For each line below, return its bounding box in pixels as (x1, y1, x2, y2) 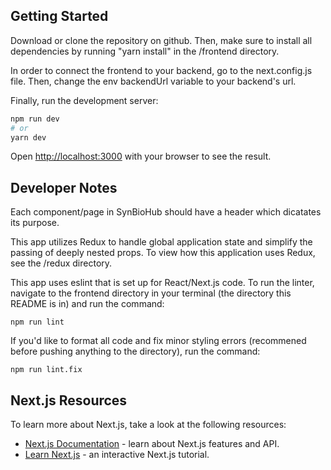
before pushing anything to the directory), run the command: (10, 345, 261, 358)
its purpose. (10, 217, 60, 229)
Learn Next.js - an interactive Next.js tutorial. (24, 449, 210, 461)
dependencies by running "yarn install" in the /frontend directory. (10, 45, 280, 57)
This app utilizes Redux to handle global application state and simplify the (10, 236, 313, 248)
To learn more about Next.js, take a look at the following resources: (10, 419, 287, 431)
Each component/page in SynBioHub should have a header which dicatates (10, 206, 322, 218)
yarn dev (10, 132, 47, 143)
